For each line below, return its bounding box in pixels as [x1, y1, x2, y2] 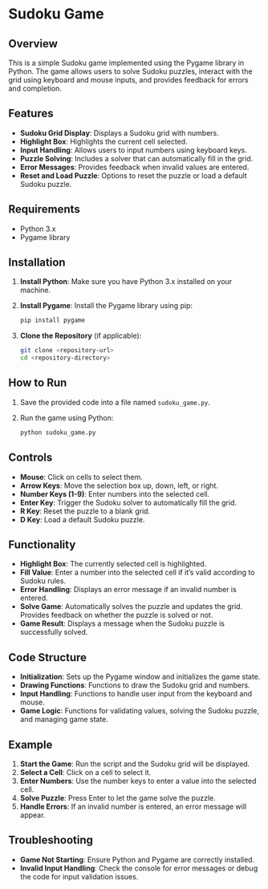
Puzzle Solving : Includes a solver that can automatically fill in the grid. [19, 153, 254, 163]
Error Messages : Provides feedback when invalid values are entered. [19, 162, 250, 172]
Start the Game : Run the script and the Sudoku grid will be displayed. [19, 759, 250, 769]
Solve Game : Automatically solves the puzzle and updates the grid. [19, 602, 243, 611]
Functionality [8, 538, 76, 551]
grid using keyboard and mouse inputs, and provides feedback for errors [8, 75, 249, 84]
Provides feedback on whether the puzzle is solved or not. [19, 611, 213, 620]
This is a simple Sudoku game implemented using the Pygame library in [8, 58, 245, 67]
